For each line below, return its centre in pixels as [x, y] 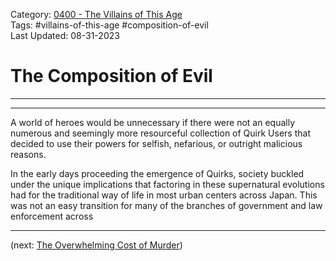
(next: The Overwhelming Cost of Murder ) [96, 245]
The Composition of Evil [111, 76]
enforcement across [52, 216]
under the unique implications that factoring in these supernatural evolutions [167, 184]
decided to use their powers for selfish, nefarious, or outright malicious [156, 143]
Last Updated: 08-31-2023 [65, 35]
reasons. [28, 154]
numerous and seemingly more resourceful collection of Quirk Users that [160, 133]
